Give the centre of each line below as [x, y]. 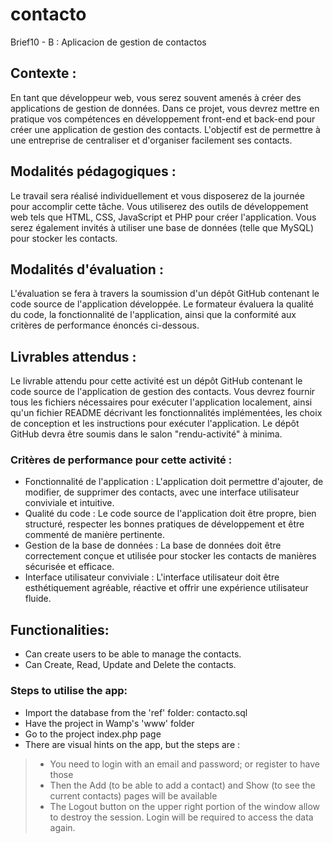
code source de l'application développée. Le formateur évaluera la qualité [162, 304]
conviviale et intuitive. [69, 503]
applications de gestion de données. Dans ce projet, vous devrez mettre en [165, 108]
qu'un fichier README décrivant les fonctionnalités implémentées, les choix [166, 413]
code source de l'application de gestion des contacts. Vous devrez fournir [163, 392]
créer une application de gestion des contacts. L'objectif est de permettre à [165, 129]
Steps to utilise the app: [69, 691]
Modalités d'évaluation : [87, 269]
